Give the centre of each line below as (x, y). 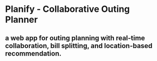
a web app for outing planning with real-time (75, 38)
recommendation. (33, 53)
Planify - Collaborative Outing (68, 9)
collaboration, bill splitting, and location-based (79, 46)
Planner (22, 20)
